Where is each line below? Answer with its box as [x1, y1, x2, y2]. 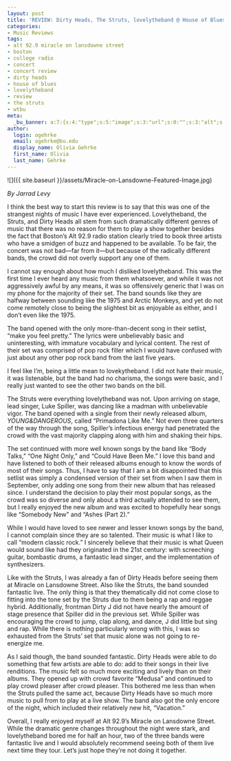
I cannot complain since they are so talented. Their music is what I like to [7, 531, 213, 539]
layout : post [7, 10, 45, 17]
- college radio [7, 55, 54, 62]
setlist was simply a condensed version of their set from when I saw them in [7, 474, 222, 482]
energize [7, 639, 32, 647]
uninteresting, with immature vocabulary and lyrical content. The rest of [7, 338, 210, 347]
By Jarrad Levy [7, 189, 51, 197]
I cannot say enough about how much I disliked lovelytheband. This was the [7, 267, 222, 275]
